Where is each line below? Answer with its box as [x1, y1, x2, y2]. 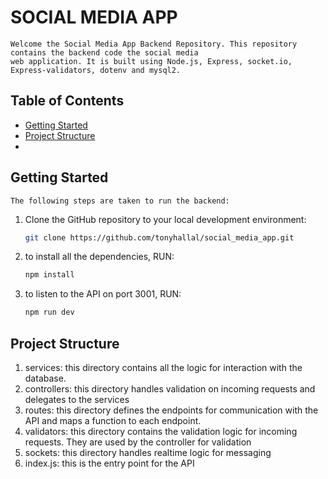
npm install [24, 270, 75, 280]
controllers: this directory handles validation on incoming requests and [24, 383, 316, 395]
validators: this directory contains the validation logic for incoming [24, 426, 298, 437]
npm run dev [24, 307, 75, 318]
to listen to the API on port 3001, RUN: [24, 288, 182, 300]
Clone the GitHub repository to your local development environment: [24, 213, 307, 225]
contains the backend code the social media [10, 47, 199, 58]
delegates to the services [24, 394, 130, 405]
